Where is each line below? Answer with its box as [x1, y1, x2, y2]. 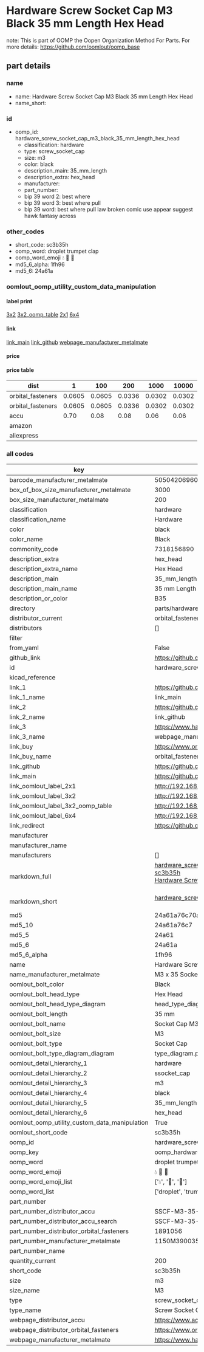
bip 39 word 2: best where [24, 193, 90, 200]
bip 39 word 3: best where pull [24, 199, 101, 207]
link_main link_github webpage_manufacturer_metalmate [6, 338, 148, 346]
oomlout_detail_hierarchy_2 [9, 1069, 87, 1077]
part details [6, 61, 51, 71]
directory [9, 604, 35, 613]
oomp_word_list [9, 1187, 55, 1196]
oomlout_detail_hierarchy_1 [9, 1059, 87, 1067]
